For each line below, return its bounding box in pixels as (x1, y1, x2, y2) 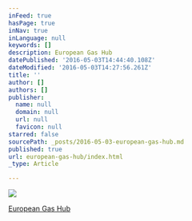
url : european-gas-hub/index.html (8, 152, 124, 160)
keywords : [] (8, 41, 52, 49)
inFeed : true (8, 11, 52, 20)
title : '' (8, 71, 42, 79)
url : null (15, 116, 48, 124)
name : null (15, 101, 52, 109)
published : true (8, 145, 62, 153)
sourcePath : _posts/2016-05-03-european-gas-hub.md (8, 137, 184, 146)
